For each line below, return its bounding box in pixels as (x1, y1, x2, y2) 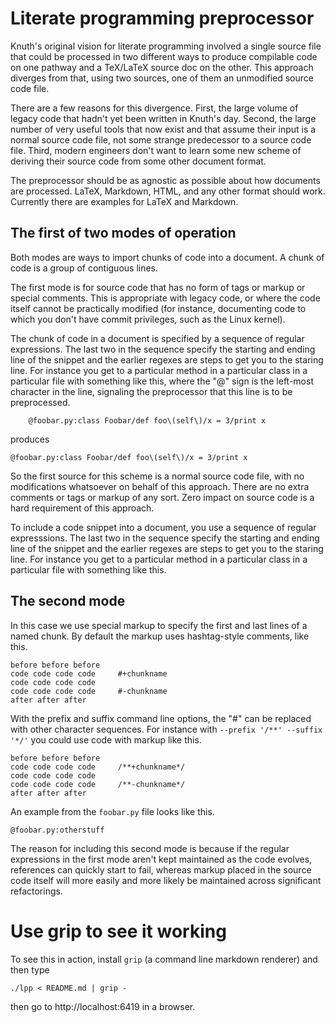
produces (10, 433, 50, 445)
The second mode (10, 593, 126, 610)
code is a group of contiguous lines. (10, 262, 159, 274)
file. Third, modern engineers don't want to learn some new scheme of (10, 144, 302, 156)
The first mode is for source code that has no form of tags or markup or (10, 281, 306, 293)
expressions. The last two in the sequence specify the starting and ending (10, 343, 316, 355)
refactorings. (10, 885, 63, 897)
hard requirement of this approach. (10, 502, 155, 514)
